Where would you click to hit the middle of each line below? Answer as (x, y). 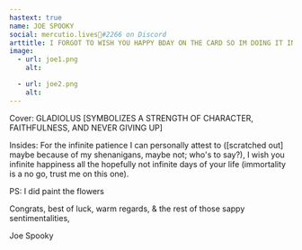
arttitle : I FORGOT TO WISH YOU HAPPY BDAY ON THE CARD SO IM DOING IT (146, 43)
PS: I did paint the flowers (57, 191)
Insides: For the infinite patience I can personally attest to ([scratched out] (147, 145)
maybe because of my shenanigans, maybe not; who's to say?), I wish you (147, 155)
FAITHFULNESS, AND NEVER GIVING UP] (86, 128)
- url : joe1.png (48, 59)
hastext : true (36, 18)
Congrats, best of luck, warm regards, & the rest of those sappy (127, 209)
